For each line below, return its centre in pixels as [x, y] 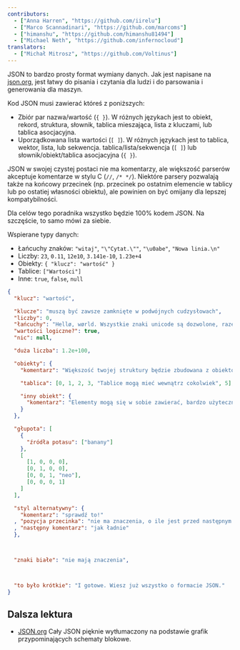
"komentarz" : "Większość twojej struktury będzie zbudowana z [115, 370]
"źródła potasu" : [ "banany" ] [70, 442]
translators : [27, 47]
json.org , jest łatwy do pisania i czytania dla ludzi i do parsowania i [105, 81]
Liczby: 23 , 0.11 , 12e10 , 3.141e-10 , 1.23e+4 [80, 256]
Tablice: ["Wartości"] [50, 271]
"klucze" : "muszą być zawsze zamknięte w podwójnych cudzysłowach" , [118, 311]
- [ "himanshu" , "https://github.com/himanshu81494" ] [94, 34]
